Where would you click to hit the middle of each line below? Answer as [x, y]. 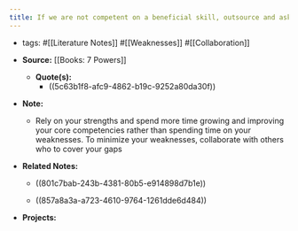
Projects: [39, 217]
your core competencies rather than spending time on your [143, 130]
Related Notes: [50, 166]
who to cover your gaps [78, 149]
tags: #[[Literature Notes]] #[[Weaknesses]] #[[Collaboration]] [136, 42]
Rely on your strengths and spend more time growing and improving [160, 120]
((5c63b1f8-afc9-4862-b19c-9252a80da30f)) [132, 86]
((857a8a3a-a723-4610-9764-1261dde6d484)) [121, 200]
